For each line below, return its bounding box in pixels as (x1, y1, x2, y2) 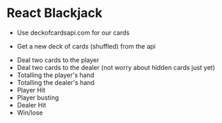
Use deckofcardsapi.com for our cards (16, 28, 130, 37)
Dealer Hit (16, 100, 47, 109)
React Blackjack (6, 5, 103, 21)
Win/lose (16, 108, 43, 117)
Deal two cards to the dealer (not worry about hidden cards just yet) (16, 63, 216, 71)
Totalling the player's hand (16, 71, 95, 79)
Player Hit (16, 86, 46, 94)
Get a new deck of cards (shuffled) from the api (16, 42, 156, 50)
